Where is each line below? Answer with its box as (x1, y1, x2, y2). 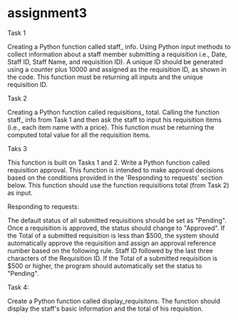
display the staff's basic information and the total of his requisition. (7, 304, 203, 313)
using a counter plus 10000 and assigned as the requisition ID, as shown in (7, 65, 227, 73)
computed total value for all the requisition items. (7, 130, 151, 139)
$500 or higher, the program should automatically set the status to (7, 262, 202, 270)
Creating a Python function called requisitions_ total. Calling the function (7, 108, 219, 116)
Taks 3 (7, 144, 27, 153)
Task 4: (7, 283, 29, 291)
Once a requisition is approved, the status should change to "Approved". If (7, 223, 225, 232)
